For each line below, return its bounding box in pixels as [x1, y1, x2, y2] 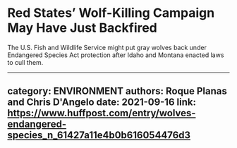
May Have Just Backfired [7, 20, 157, 36]
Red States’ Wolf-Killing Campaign [7, 5, 215, 21]
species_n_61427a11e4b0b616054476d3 [7, 129, 191, 142]
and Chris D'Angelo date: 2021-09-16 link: [7, 97, 196, 109]
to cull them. [7, 58, 44, 66]
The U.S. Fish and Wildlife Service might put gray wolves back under [7, 43, 207, 51]
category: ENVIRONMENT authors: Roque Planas [7, 85, 228, 97]
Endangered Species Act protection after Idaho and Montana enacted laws [7, 51, 224, 59]
